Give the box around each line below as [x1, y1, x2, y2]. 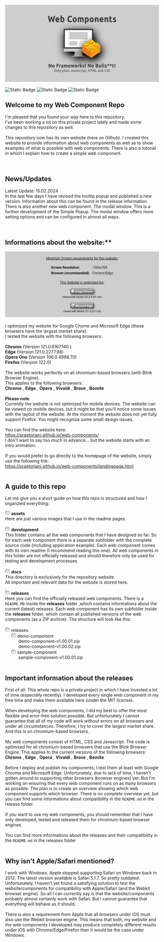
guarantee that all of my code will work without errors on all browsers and [5, 718, 154, 724]
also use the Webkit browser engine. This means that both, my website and [5, 917, 156, 922]
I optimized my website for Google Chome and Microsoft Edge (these [5, 323, 144, 329]
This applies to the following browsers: [5, 380, 83, 386]
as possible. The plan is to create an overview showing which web [5, 786, 138, 791]
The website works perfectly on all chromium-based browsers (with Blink [5, 370, 152, 375]
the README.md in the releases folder [5, 837, 77, 843]
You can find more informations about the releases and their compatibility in [5, 832, 158, 838]
